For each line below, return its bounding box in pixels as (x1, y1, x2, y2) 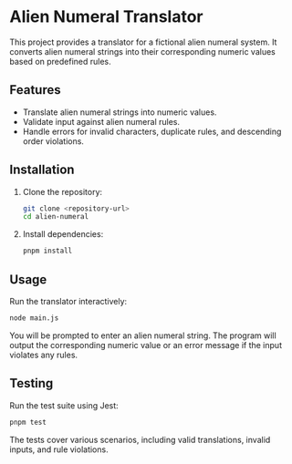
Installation (9, 162, 75, 178)
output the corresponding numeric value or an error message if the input (9, 339, 283, 350)
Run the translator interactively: (9, 296, 128, 306)
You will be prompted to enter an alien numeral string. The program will (9, 330, 276, 341)
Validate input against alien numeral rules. (22, 116, 181, 127)
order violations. (22, 135, 85, 147)
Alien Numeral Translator (9, 6, 203, 27)
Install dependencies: (22, 229, 104, 240)
